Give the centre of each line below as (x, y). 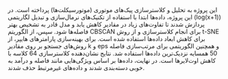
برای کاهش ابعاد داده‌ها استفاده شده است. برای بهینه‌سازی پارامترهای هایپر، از (106, 39)
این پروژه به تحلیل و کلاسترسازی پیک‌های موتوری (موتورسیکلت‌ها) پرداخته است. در (113, 10)
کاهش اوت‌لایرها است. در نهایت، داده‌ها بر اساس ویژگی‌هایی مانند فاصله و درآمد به (112, 60)
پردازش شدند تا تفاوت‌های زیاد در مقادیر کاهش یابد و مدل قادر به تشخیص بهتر (106, 24)
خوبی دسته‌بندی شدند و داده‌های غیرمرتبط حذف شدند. (76, 68)
